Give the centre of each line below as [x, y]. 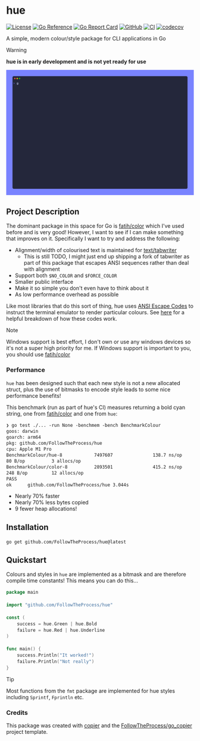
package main [22, 593]
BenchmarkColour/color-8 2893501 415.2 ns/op [94, 467]
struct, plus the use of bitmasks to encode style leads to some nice [88, 389]
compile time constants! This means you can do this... [72, 581]
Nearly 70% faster [37, 496]
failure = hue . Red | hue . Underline [61, 630]
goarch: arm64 [24, 437]
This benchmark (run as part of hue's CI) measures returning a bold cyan [96, 407]
